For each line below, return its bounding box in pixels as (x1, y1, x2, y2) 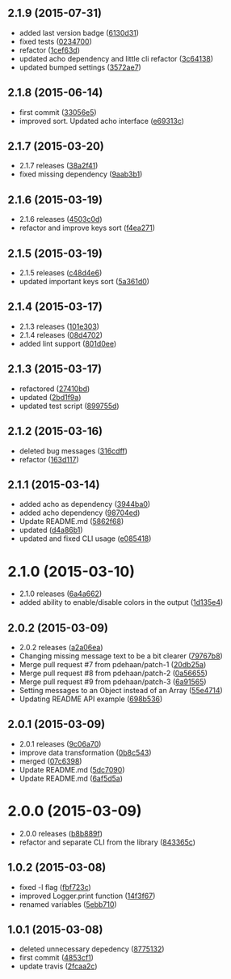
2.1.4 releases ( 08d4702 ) (19, 330, 103, 339)
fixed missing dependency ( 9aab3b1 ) (19, 169, 143, 179)
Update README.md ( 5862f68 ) (19, 517, 124, 526)
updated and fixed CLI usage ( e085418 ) (19, 534, 152, 543)
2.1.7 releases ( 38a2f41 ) (19, 161, 99, 171)
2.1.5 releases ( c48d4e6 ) (19, 268, 103, 278)
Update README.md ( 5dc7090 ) (19, 764, 125, 774)
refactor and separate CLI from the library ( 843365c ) (19, 837, 195, 847)
